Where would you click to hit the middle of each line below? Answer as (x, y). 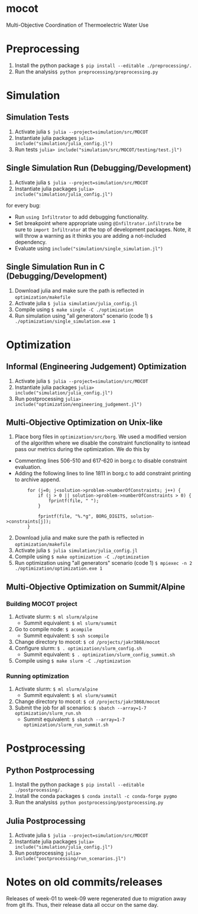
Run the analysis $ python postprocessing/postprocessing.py (89, 803)
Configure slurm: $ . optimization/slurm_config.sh (78, 648)
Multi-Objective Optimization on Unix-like (85, 422)
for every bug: (23, 205)
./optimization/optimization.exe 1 (59, 569)
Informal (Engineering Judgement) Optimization (96, 367)
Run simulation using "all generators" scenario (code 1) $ (84, 315)
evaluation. (28, 467)
